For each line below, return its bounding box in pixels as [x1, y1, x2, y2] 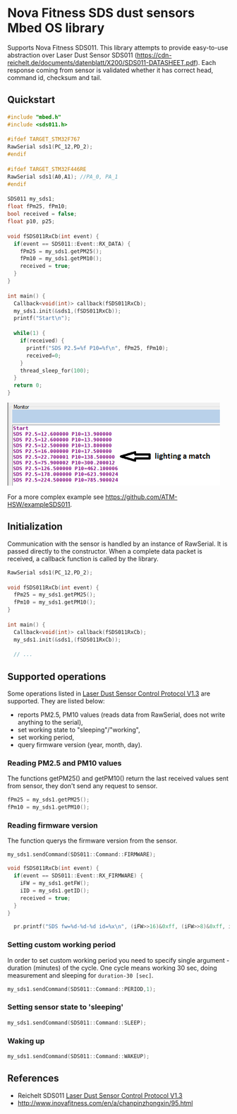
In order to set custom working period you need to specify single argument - [7, 956, 230, 964]
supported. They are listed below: [7, 697, 105, 705]
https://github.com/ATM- [105, 493, 178, 501]
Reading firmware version [7, 821, 98, 831]
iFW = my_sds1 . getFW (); [20, 880, 90, 887]
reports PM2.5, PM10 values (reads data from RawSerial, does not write [17, 710, 226, 719]
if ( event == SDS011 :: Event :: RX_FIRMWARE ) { [13, 872, 143, 879]
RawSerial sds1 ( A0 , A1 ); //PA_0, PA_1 [7, 173, 119, 180]
